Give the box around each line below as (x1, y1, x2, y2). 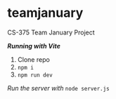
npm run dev (17, 72, 53, 79)
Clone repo (17, 55, 51, 64)
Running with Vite (7, 41, 61, 50)
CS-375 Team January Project (7, 28, 95, 37)
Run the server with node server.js (7, 84, 110, 92)
